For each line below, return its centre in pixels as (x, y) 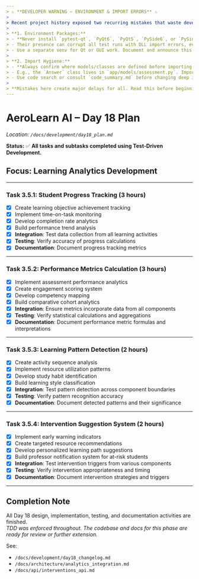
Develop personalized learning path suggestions (74, 450)
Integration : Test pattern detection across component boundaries (95, 389)
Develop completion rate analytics (56, 221)
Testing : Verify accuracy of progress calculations (75, 241)
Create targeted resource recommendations (68, 443)
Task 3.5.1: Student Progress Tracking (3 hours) (76, 195)
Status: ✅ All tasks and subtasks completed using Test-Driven (85, 146)
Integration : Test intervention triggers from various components (93, 464)
